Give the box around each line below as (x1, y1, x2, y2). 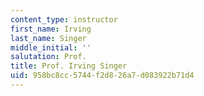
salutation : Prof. (10, 52, 87, 62)
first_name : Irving (10, 24, 92, 34)
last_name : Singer (10, 33, 87, 43)
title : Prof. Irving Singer (10, 61, 128, 71)
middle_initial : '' (10, 42, 92, 53)
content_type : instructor (10, 14, 118, 25)
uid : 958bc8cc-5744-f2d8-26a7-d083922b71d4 (10, 71, 195, 81)
